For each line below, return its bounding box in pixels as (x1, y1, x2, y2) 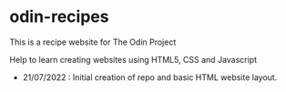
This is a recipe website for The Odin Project (9, 36, 177, 47)
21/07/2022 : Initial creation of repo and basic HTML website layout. (22, 71, 278, 83)
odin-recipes (9, 6, 109, 27)
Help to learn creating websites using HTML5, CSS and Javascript (9, 54, 258, 65)
